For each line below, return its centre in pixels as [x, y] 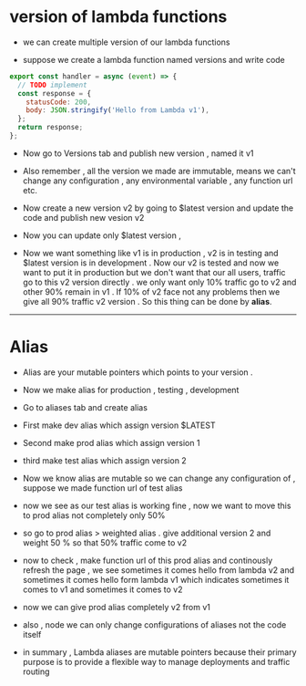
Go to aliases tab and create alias [85, 407]
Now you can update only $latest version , [102, 235]
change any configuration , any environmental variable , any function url [158, 181]
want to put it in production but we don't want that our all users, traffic [154, 272]
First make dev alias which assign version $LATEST [119, 425]
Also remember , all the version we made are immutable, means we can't [159, 171]
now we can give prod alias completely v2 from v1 [117, 607]
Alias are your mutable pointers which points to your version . [138, 372]
